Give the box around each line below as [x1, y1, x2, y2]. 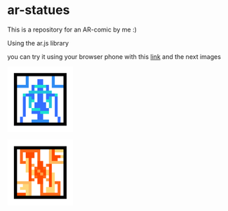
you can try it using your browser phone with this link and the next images [7, 52, 221, 61]
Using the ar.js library [7, 39, 69, 47]
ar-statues [7, 2, 70, 18]
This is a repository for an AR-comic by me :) [7, 25, 137, 34]
